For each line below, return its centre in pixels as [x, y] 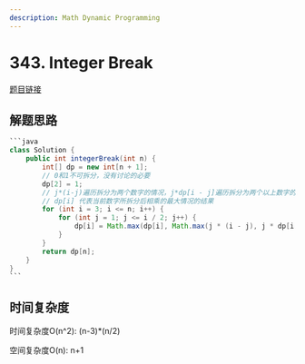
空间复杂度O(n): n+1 [47, 350]
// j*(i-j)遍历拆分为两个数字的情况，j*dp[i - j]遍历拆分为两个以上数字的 [169, 192]
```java [24, 142]
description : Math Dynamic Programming [85, 18]
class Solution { [42, 151]
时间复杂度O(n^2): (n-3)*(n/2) [65, 331]
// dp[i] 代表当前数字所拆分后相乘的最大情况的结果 [128, 201]
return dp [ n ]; [69, 251]
